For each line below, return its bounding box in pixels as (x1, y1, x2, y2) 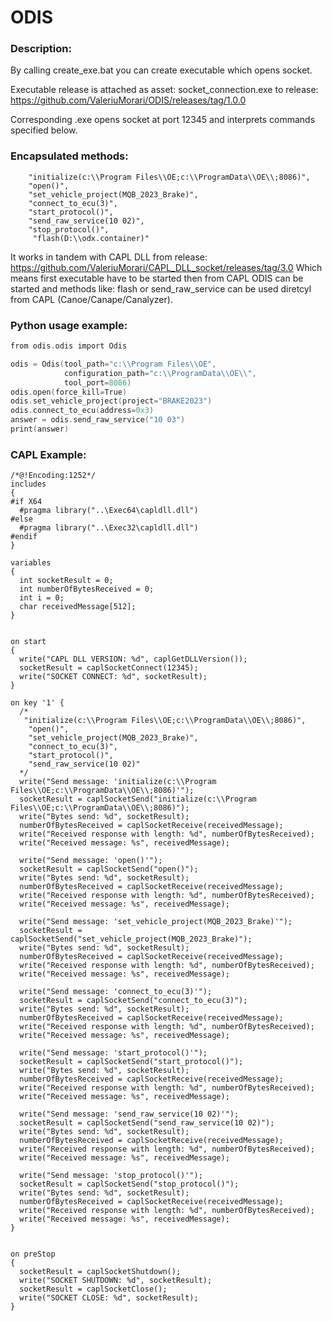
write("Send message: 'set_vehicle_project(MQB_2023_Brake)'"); (19, 917, 293, 927)
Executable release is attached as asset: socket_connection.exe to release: (10, 84, 319, 96)
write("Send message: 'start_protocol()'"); (19, 1048, 208, 1058)
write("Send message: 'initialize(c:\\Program (19, 777, 217, 787)
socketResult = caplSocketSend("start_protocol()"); (19, 1057, 244, 1067)
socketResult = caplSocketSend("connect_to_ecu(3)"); (19, 996, 248, 1006)
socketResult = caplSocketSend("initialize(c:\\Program (19, 794, 257, 805)
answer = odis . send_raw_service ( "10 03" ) (10, 415, 186, 425)
